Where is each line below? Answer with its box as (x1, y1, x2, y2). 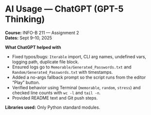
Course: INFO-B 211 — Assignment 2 (5, 30, 79, 35)
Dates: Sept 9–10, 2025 (5, 35, 52, 41)
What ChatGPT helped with (5, 44, 62, 50)
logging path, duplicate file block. (12, 59, 79, 65)
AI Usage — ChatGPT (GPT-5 (5, 3, 124, 15)
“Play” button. (12, 79, 40, 85)
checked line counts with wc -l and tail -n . (12, 90, 101, 96)
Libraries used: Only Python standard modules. (5, 104, 101, 110)
